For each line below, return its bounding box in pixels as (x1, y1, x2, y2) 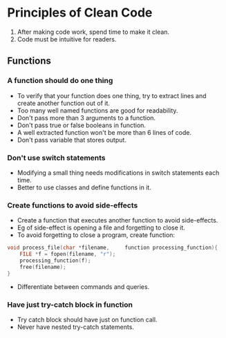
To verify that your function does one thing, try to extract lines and (17, 91, 207, 100)
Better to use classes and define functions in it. (17, 183, 152, 191)
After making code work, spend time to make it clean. (17, 28, 170, 36)
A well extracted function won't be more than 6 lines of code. (17, 128, 192, 136)
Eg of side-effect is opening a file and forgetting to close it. (17, 223, 185, 232)
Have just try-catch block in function (7, 299, 133, 309)
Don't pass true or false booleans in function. (17, 121, 147, 129)
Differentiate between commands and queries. (17, 282, 150, 291)
